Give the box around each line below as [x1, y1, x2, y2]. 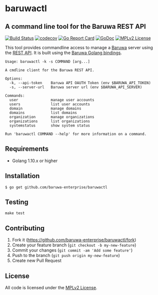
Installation [5, 172, 40, 180]
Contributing [5, 224, 45, 232]
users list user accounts [9, 102, 90, 107]
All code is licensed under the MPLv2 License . [5, 285, 98, 291]
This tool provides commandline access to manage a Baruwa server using [5, 45, 153, 50]
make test [5, 211, 25, 216]
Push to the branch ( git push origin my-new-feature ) [12, 253, 120, 258]
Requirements [5, 145, 49, 153]
